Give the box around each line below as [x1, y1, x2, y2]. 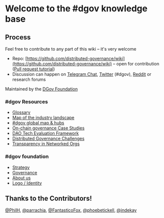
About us [12, 175, 31, 181]
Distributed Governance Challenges [12, 136, 85, 142]
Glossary [12, 109, 31, 116]
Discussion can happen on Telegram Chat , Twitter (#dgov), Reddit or [12, 71, 152, 77]
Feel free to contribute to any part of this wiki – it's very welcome [5, 46, 137, 52]
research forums [12, 77, 46, 82]
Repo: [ [12, 56, 27, 62]
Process [5, 33, 31, 41]
